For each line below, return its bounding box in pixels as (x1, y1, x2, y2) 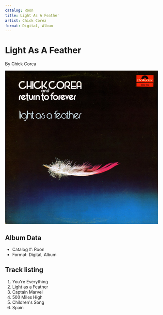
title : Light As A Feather (5, 13, 60, 18)
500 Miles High (12, 294, 43, 300)
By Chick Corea (5, 61, 36, 67)
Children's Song (12, 299, 45, 305)
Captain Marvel (12, 289, 43, 295)
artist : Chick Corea (5, 18, 47, 23)
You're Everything (12, 278, 49, 284)
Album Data (5, 234, 42, 242)
